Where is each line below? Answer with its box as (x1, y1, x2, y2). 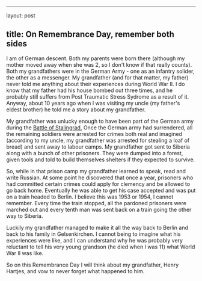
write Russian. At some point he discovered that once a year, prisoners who (6, 174, 194, 181)
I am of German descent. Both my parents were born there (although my (6, 55, 185, 62)
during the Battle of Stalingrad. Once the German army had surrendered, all (6, 124, 193, 131)
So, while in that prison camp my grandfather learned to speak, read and (6, 167, 186, 174)
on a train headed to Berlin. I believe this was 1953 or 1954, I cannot (6, 193, 174, 200)
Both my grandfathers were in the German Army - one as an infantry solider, (6, 67, 195, 75)
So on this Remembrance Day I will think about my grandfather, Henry (6, 261, 179, 268)
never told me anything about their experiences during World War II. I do (6, 80, 185, 87)
